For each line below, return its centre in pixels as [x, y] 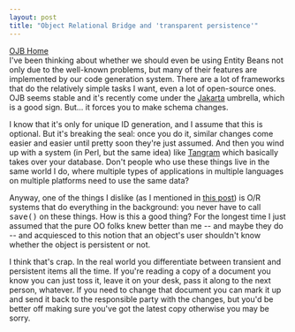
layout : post [33, 17]
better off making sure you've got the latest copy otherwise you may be [139, 308]
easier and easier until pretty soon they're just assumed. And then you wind [147, 143]
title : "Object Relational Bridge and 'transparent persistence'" [134, 26]
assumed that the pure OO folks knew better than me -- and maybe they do [147, 225]
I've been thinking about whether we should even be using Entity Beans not [147, 60]
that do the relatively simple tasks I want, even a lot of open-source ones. [143, 88]
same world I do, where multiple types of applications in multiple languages [147, 171]
